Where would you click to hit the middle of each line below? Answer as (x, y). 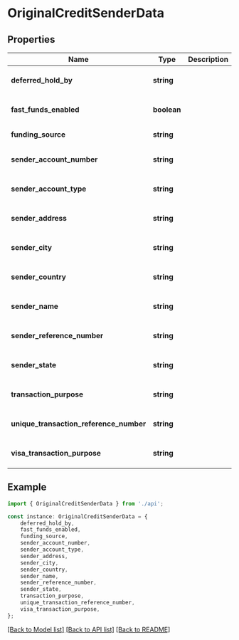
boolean (167, 110)
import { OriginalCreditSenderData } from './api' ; (85, 503)
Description (208, 59)
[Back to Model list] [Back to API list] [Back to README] (89, 629)
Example (27, 487)
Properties (31, 40)
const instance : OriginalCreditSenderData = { (78, 516)
